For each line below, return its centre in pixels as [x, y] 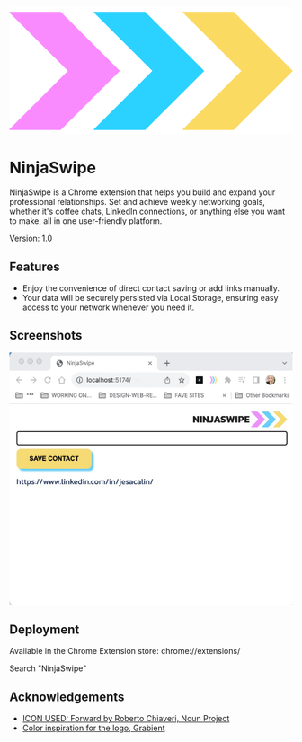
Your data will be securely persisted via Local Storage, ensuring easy [150, 298]
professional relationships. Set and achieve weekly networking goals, [137, 202]
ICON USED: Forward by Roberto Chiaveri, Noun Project [126, 719]
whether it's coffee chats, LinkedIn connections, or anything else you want [147, 212]
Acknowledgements [67, 697]
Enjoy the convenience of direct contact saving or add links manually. [151, 288]
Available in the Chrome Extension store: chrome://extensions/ [125, 651]
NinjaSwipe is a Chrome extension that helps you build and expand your [142, 192]
